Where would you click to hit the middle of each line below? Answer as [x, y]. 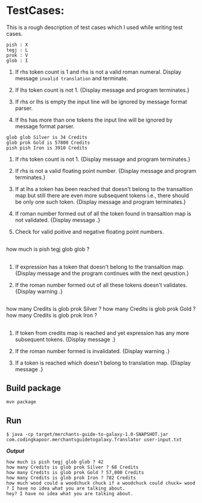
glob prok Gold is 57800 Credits [48, 143]
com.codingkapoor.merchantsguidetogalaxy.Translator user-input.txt [94, 440]
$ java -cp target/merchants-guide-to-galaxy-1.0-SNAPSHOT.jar [87, 435]
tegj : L [17, 50]
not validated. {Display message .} [58, 220]
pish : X [17, 45]
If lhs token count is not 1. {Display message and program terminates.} [102, 90]
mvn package [21, 402]
